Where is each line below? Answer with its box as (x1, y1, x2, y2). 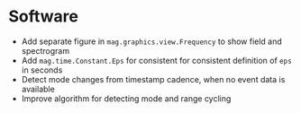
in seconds (21, 65, 63, 75)
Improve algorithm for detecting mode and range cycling (21, 92, 232, 104)
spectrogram (21, 45, 69, 56)
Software (8, 6, 78, 27)
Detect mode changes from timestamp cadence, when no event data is (21, 74, 286, 84)
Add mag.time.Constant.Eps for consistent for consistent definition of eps (21, 55, 292, 65)
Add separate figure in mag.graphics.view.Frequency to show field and (21, 36, 283, 47)
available (21, 83, 55, 94)
